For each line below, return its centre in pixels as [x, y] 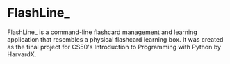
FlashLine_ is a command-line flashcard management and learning [102, 32]
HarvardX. [22, 54]
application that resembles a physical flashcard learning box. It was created [115, 39]
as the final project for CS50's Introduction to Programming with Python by [114, 47]
